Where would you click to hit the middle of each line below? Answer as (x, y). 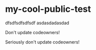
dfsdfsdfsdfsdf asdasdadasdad (37, 23)
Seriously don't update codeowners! (42, 42)
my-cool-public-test (48, 9)
